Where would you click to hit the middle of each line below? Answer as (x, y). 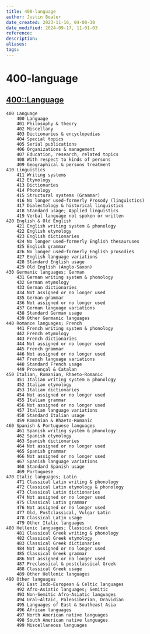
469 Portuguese (35, 471)
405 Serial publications (47, 144)
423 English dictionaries (48, 236)
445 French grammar (40, 349)
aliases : (17, 44)
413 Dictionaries (38, 185)
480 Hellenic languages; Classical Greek (57, 528)
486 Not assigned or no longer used (61, 559)
